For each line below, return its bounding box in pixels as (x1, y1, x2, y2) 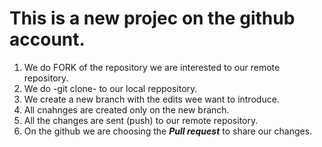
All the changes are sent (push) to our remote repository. (23, 114, 259, 126)
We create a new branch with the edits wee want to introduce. (23, 93, 280, 105)
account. (9, 28, 86, 51)
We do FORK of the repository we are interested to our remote (23, 61, 281, 73)
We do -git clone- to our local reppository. (23, 82, 198, 94)
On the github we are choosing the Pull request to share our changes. (23, 125, 313, 137)
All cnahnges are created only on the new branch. (23, 103, 230, 116)
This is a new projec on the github (9, 7, 296, 30)
